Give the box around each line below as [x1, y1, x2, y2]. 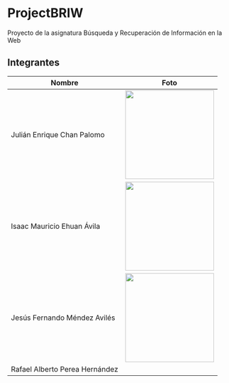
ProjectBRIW [7, 5, 84, 21]
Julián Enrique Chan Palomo [11, 129, 105, 139]
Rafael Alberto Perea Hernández [11, 364, 118, 374]
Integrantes [7, 57, 60, 69]
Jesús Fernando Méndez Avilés [11, 313, 116, 323]
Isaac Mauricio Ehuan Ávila [11, 221, 101, 231]
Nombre [50, 77, 79, 87]
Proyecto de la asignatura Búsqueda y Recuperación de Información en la [7, 28, 222, 37]
